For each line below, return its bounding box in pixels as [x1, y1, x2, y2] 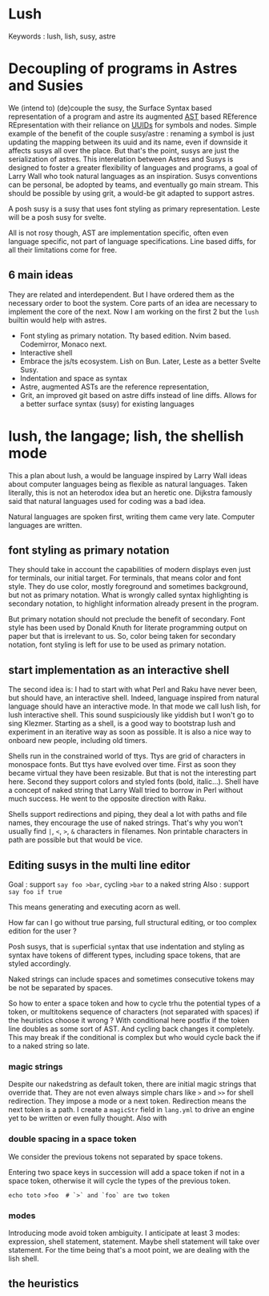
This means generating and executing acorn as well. [8, 902, 181, 912]
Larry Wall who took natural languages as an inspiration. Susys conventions [8, 171, 258, 181]
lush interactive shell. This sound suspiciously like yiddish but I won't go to [8, 710, 255, 720]
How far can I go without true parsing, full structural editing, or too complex [8, 918, 258, 928]
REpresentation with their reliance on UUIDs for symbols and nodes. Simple [8, 120, 257, 129]
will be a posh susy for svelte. [8, 212, 106, 221]
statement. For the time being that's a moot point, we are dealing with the [8, 1245, 250, 1254]
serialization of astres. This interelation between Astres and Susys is [8, 154, 234, 164]
